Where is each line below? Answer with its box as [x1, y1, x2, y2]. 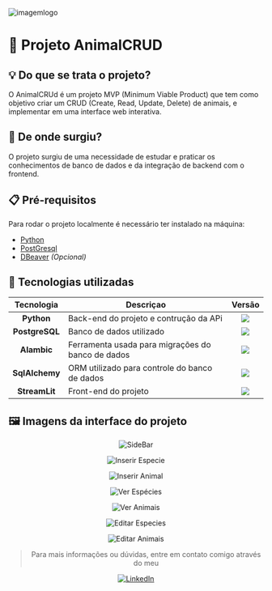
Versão [231, 300, 260, 311]
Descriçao [125, 300, 167, 311]
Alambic [19, 344, 53, 355]
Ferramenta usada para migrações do [68, 339, 211, 351]
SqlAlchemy [12, 368, 61, 379]
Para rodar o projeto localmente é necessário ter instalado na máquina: [8, 219, 245, 228]
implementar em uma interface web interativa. [8, 107, 162, 117]
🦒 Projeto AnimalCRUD [8, 36, 164, 54]
